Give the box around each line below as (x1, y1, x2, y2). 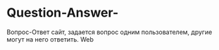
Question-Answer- (6, 5, 119, 21)
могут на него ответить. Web (6, 35, 94, 43)
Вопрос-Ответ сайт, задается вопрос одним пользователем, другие (6, 28, 213, 36)
